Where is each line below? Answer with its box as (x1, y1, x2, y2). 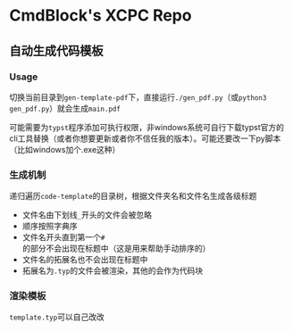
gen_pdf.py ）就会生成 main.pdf (9, 103, 121, 113)
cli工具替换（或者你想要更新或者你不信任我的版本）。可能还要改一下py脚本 (9, 133, 281, 144)
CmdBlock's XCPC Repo (9, 5, 192, 26)
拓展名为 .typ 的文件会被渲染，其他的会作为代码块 (21, 265, 204, 277)
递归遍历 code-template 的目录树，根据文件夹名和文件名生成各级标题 (9, 191, 257, 202)
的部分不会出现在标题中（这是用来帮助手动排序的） (21, 243, 211, 254)
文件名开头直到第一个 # (21, 232, 105, 243)
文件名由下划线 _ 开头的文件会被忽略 (21, 210, 152, 220)
